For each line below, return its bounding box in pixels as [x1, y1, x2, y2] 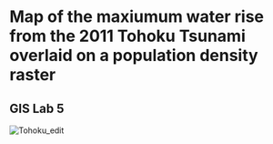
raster [9, 65, 56, 86]
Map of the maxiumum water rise [9, 6, 265, 27]
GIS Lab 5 [9, 100, 65, 116]
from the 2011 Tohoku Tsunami [9, 26, 246, 46]
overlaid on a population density [9, 46, 258, 66]
